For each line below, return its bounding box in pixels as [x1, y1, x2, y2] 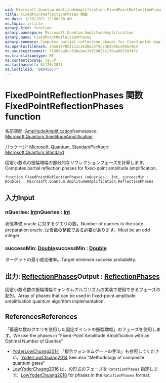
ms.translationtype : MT [5, 53, 54, 58]
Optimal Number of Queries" [5, 338, 63, 344]
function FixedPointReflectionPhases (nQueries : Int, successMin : [5, 174, 149, 179]
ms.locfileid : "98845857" [5, 67, 58, 72]
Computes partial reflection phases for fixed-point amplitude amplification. [5, 165, 157, 171]
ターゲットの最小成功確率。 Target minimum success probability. [5, 256, 137, 262]
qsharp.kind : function [5, 26, 52, 31]
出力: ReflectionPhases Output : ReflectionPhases [5, 272, 160, 281]
